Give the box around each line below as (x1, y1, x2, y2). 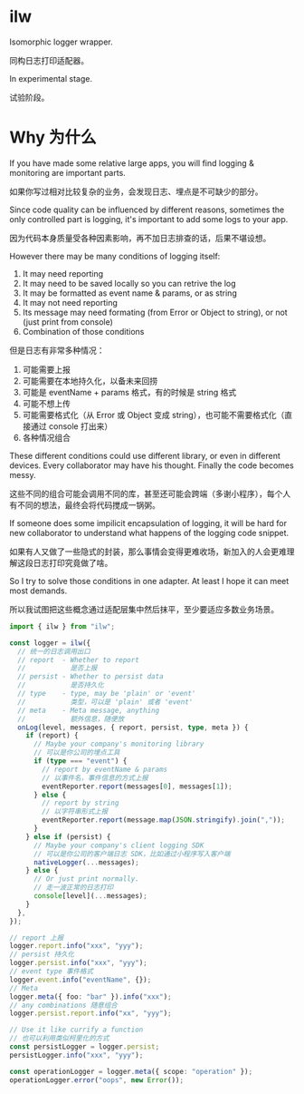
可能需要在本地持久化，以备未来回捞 (22, 375, 158, 386)
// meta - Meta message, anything (17, 706, 160, 715)
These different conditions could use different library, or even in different (9, 450, 280, 461)
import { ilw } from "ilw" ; (9, 621, 116, 631)
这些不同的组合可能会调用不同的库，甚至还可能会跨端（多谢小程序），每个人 (9, 488, 291, 499)
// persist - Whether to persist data (17, 672, 165, 681)
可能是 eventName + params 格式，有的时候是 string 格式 (22, 386, 237, 397)
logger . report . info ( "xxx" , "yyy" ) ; (9, 942, 144, 951)
